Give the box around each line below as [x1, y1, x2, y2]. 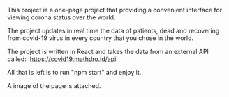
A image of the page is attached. [7, 82, 101, 89]
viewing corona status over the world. [7, 13, 116, 21]
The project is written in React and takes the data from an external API [7, 48, 209, 55]
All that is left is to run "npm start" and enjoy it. [7, 69, 142, 76]
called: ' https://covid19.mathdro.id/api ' [7, 55, 119, 63]
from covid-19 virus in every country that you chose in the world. [7, 34, 194, 42]
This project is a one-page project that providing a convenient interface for [7, 6, 222, 14]
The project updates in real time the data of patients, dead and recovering [7, 27, 220, 35]
